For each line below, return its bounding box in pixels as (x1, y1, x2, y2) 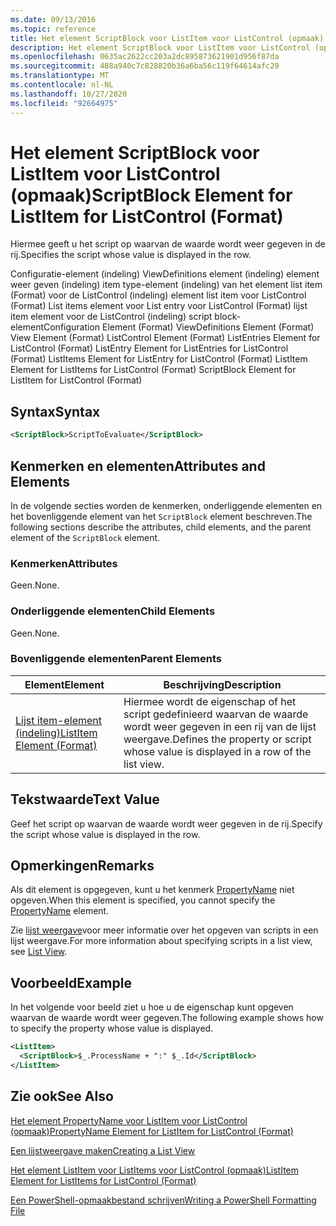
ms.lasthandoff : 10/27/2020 (10, 89, 128, 99)
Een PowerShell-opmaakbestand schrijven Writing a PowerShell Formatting (10, 1194, 317, 1206)
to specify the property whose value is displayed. (10, 1022, 214, 1035)
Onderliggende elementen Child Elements (10, 604, 216, 618)
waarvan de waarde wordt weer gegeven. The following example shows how (10, 1012, 324, 1024)
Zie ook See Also (10, 1088, 114, 1105)
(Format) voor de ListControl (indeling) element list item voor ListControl (10, 289, 307, 301)
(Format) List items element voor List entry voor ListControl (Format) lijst (10, 300, 308, 312)
